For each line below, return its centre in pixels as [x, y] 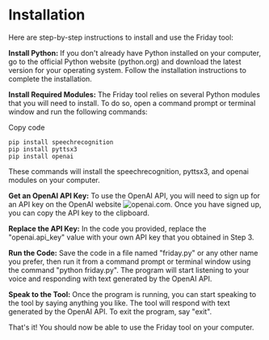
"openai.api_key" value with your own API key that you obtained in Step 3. [131, 237]
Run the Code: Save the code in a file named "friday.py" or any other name [133, 253]
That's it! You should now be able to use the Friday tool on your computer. [131, 327]
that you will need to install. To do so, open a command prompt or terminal [132, 103]
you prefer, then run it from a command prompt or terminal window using [130, 261]
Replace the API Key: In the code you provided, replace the [107, 228]
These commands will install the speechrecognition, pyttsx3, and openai [128, 171]
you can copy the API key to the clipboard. [79, 213]
